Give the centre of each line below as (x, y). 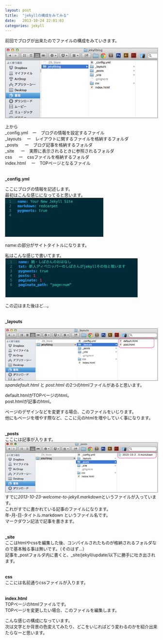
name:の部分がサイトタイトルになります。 (47, 245)
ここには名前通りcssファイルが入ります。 (47, 582)
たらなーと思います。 (26, 633)
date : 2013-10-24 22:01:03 (34, 20)
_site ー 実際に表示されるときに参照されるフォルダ (60, 151)
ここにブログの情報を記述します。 (39, 189)
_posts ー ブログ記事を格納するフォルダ (49, 145)
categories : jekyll (25, 26)
